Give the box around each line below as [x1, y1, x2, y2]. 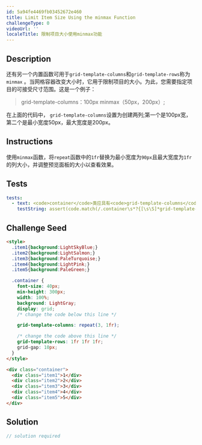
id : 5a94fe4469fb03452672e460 [6, 8, 82, 15]
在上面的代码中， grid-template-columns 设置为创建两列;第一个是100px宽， [6, 111, 191, 118]
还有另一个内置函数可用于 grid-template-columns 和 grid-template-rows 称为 [6, 70, 191, 77]
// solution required [6, 433, 61, 439]
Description [6, 54, 51, 64]
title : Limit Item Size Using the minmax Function [6, 14, 136, 21]
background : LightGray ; [17, 300, 77, 306]
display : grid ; [17, 306, 55, 312]
